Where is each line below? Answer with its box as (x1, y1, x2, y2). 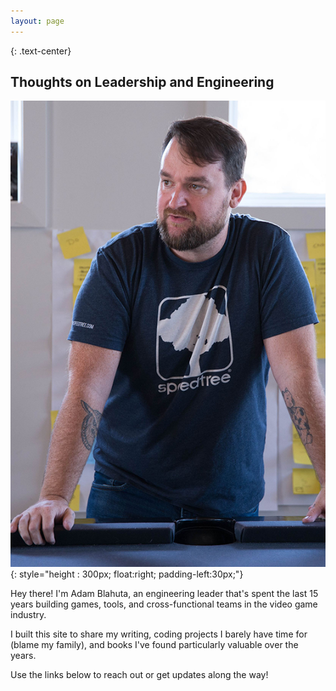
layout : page (10, 16, 65, 26)
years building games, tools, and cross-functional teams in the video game (10, 598, 318, 610)
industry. (10, 608, 47, 620)
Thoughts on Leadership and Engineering (10, 74, 275, 91)
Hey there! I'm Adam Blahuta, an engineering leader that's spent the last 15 (10, 587, 319, 599)
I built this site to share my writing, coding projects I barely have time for (10, 628, 308, 640)
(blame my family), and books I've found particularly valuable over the (10, 638, 299, 650)
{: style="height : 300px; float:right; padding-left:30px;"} (10, 568, 244, 580)
